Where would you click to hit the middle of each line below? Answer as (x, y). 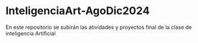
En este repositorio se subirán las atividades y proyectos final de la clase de (99, 27)
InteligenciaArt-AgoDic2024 (78, 11)
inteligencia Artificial (31, 33)
